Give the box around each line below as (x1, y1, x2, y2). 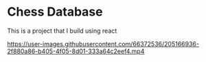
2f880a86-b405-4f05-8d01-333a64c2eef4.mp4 (7, 47, 145, 55)
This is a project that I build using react (7, 27, 117, 35)
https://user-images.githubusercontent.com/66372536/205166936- (7, 40, 199, 48)
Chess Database (7, 4, 103, 20)
